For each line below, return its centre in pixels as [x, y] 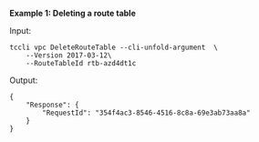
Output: [24, 80]
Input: [21, 30]
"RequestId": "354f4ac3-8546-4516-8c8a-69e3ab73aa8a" [146, 113]
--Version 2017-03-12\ [69, 56]
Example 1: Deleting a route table [73, 13]
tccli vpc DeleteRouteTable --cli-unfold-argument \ [114, 47]
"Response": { [52, 105]
